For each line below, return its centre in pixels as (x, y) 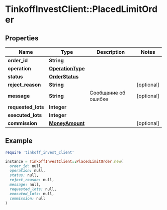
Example (19, 141)
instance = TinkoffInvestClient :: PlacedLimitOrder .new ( (64, 161)
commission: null (28, 198)
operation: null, (28, 171)
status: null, (24, 175)
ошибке (99, 99)
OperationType (67, 68)
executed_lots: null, (32, 194)
